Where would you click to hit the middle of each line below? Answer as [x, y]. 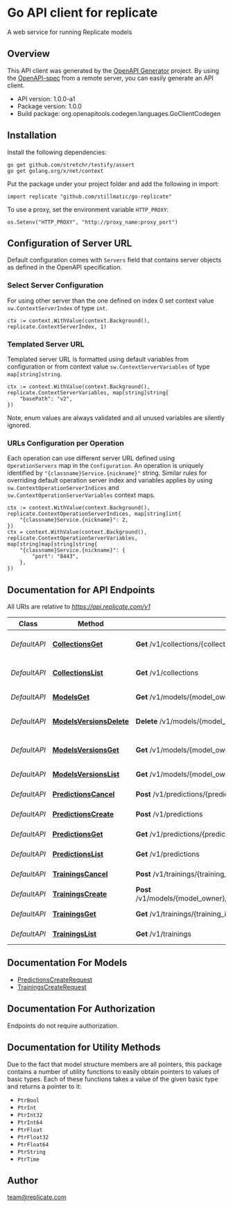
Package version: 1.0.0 [49, 106]
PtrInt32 [30, 1115]
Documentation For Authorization [81, 1009]
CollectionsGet [78, 644]
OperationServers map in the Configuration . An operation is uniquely [105, 466]
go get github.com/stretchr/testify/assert [71, 165]
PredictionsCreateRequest [54, 980]
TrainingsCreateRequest [52, 987]
